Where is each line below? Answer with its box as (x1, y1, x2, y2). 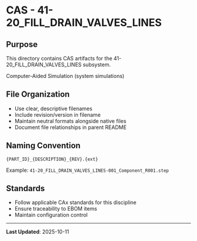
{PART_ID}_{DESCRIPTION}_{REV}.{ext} (6, 156, 98, 162)
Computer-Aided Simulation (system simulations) (6, 73, 125, 79)
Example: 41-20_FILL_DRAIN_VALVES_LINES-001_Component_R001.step (6, 167, 169, 174)
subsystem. (83, 61, 111, 68)
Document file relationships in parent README (14, 124, 127, 131)
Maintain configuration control (14, 212, 88, 219)
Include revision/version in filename (14, 111, 101, 118)
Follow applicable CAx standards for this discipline (14, 199, 137, 206)
